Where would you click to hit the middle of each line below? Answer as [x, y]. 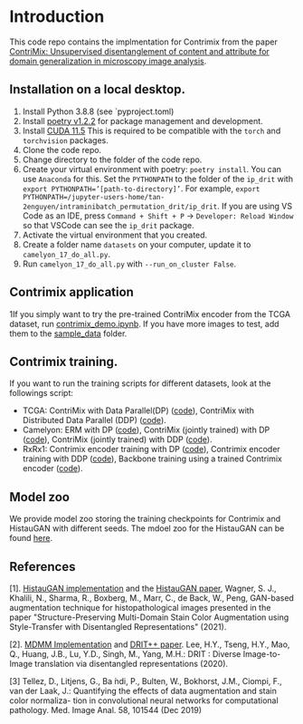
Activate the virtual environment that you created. [115, 235]
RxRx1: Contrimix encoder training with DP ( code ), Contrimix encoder [151, 449]
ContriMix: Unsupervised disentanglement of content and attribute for [139, 51]
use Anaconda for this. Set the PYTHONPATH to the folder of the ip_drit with [158, 179]
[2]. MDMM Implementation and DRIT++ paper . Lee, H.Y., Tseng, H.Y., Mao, [150, 644]
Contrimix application [71, 292]
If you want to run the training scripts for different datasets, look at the [140, 383]
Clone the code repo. [62, 150]
